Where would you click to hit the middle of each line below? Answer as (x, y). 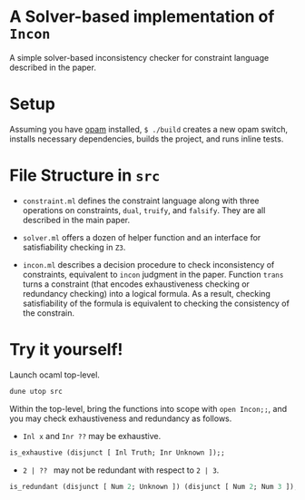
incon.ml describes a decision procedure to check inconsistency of (148, 264)
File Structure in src (85, 176)
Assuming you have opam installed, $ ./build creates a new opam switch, (149, 129)
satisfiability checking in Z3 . (74, 247)
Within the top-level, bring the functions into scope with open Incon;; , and (148, 408)
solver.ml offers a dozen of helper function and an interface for (142, 237)
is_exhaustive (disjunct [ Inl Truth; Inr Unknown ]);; (117, 452)
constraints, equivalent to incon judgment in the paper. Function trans (153, 274)
